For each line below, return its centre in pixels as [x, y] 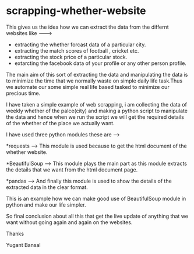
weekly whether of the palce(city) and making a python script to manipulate [97, 111]
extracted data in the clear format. [47, 187]
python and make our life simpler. [46, 205]
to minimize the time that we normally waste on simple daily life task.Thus [94, 81]
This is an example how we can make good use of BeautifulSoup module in [96, 198]
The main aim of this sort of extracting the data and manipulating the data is [97, 74]
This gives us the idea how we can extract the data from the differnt [87, 27]
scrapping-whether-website [76, 11]
